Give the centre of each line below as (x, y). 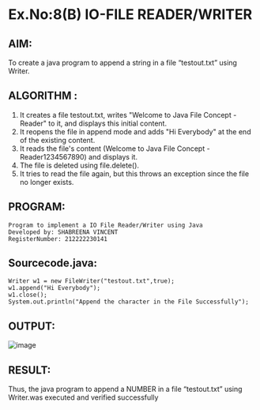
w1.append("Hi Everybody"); (55, 288)
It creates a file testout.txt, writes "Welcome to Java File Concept (125, 115)
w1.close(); (28, 295)
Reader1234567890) (53, 156)
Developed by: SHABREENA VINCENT (63, 232)
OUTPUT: (32, 326)
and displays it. (113, 156)
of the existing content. (57, 140)
